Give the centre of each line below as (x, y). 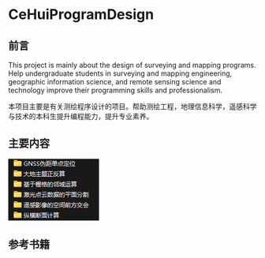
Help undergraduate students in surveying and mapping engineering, (120, 73)
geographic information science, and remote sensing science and (115, 82)
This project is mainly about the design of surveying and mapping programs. (132, 65)
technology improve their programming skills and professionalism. (116, 90)
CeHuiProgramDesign (81, 15)
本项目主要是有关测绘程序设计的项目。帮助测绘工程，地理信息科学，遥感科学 (132, 107)
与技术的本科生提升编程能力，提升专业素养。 (81, 116)
